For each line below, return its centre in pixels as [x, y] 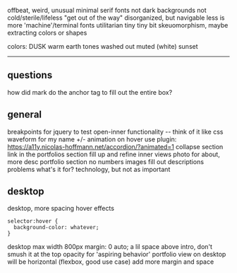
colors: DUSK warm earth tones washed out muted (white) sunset [103, 46]
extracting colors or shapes [47, 33]
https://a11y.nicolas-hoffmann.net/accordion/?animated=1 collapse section [115, 146]
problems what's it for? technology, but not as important [89, 169]
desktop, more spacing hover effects [61, 209]
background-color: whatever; [56, 228]
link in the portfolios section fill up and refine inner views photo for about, [114, 154]
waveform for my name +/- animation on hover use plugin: [92, 139]
